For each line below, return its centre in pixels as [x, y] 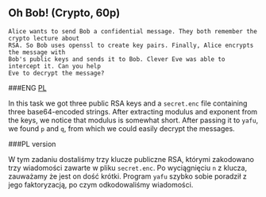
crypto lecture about [44, 38]
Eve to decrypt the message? [56, 73]
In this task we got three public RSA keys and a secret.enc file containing [128, 103]
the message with [37, 52]
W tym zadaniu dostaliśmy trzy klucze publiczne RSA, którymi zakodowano [131, 159]
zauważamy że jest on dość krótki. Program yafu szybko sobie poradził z [128, 176]
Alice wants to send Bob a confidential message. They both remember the [133, 31]
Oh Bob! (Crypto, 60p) [64, 13]
